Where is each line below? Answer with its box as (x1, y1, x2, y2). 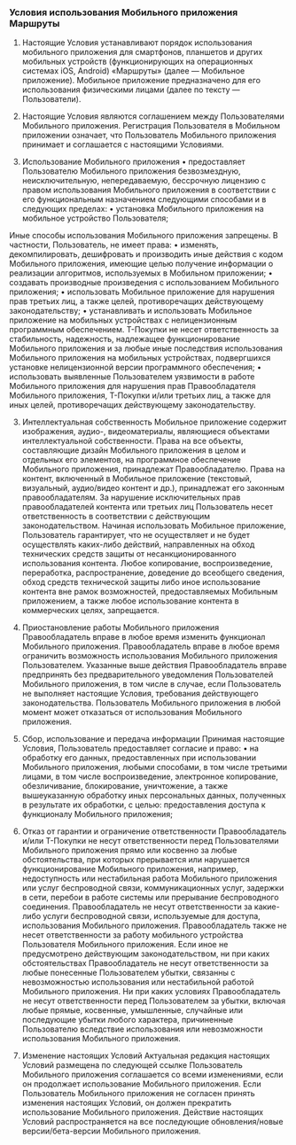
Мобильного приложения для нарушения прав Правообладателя (9, 381, 256, 392)
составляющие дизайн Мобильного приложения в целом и (21, 445, 246, 456)
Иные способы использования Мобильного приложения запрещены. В (9, 230, 278, 241)
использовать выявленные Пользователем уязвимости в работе (9, 371, 255, 382)
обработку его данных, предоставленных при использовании (21, 752, 257, 763)
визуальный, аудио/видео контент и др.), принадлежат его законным (21, 483, 285, 494)
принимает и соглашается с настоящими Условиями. (21, 139, 224, 150)
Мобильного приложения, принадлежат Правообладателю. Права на (21, 463, 285, 475)
